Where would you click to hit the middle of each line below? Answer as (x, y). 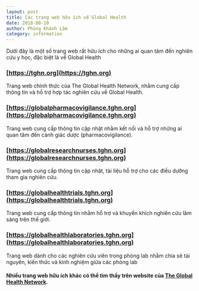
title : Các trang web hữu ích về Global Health (66, 17)
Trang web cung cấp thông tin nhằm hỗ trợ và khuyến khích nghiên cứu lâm (99, 213)
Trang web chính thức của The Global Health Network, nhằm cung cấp (93, 86)
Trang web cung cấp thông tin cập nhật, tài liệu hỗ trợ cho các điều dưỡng (97, 171)
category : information (34, 34)
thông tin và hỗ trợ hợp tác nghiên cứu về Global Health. (75, 92)
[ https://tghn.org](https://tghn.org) (59, 73)
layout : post (22, 12)
